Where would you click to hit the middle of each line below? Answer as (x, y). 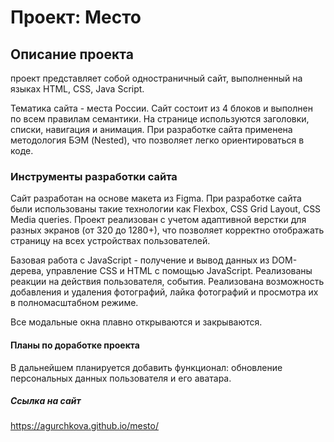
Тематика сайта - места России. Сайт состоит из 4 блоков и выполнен (161, 108)
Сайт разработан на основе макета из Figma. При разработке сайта (156, 198)
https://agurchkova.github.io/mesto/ (84, 426)
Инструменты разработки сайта (94, 176)
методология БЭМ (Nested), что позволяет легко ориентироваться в (157, 140)
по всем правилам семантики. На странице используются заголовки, (160, 119)
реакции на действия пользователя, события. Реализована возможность (167, 282)
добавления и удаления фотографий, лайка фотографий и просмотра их (164, 292)
